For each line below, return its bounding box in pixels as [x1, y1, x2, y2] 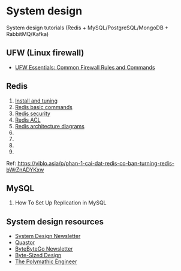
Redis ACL [14, 116, 41, 124]
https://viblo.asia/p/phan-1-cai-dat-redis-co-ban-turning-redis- [17, 159, 175, 167]
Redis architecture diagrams [14, 122, 85, 130]
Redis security [14, 110, 51, 117]
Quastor [14, 239, 35, 246]
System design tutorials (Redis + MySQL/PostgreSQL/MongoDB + [6, 24, 169, 31]
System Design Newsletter [14, 233, 81, 240]
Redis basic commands [14, 103, 73, 110]
